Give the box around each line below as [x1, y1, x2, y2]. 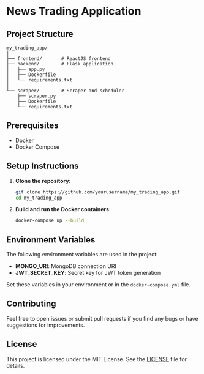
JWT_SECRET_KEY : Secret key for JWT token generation [15, 269, 161, 277]
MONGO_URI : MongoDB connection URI [15, 263, 116, 270]
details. [6, 362, 25, 369]
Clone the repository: [15, 177, 71, 184]
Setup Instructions [6, 161, 79, 171]
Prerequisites [6, 121, 59, 131]
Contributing [6, 299, 56, 309]
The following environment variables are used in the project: [6, 251, 158, 258]
